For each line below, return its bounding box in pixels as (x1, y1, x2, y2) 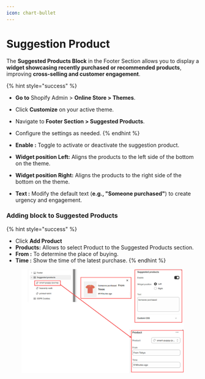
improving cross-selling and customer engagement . (6, 70, 141, 78)
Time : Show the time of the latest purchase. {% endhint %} (15, 257, 166, 264)
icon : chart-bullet (6, 10, 56, 16)
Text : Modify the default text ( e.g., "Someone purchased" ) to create (15, 189, 192, 197)
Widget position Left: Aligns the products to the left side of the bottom (15, 153, 194, 160)
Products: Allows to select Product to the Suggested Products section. (15, 243, 194, 251)
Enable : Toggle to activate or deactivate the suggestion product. (15, 141, 179, 149)
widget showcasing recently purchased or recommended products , (6, 64, 182, 71)
